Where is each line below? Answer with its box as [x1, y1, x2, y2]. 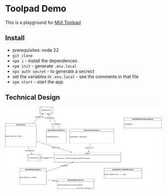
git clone [12, 53, 33, 58]
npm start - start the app [12, 79, 64, 85]
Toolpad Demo [5, 3, 67, 14]
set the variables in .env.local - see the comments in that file [12, 73, 139, 80]
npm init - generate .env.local [12, 63, 77, 69]
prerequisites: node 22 [12, 47, 59, 53]
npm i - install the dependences [12, 58, 78, 64]
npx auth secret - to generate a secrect [12, 68, 94, 74]
